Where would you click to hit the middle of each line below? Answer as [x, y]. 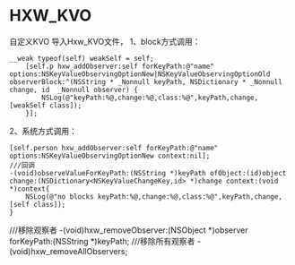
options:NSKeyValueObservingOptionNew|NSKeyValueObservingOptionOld [140, 74]
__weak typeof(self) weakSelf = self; [82, 58]
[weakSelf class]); [46, 105]
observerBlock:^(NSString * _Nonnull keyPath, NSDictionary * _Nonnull [146, 81]
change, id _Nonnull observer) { [74, 90]
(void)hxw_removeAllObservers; [69, 251]
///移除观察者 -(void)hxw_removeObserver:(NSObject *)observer [129, 230]
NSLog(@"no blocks [60, 197]
